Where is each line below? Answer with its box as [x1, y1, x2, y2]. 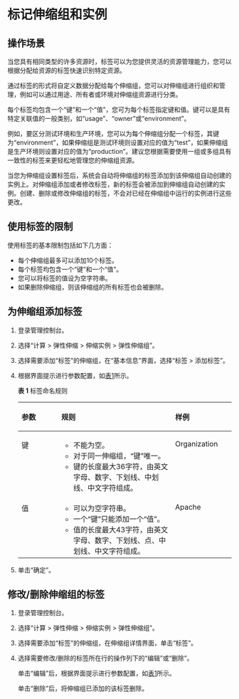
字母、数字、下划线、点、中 [73, 535, 166, 545]
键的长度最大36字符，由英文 [73, 461, 169, 471]
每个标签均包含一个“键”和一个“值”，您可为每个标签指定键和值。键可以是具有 [7, 105, 230, 114]
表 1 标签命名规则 [17, 386, 68, 395]
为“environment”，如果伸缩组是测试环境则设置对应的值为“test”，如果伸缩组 [7, 138, 228, 147]
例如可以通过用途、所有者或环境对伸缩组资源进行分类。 [19, 90, 182, 98]
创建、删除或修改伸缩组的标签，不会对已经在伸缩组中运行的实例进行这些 [19, 189, 232, 197]
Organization [175, 438, 218, 448]
